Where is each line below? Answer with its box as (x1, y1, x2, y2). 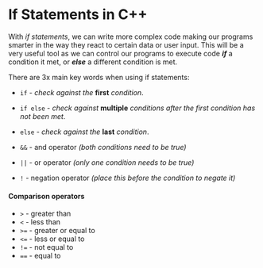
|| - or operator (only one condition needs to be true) (19, 157, 195, 167)
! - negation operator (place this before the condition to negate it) (19, 173, 236, 182)
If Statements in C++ (8, 6, 148, 24)
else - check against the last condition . (19, 127, 149, 136)
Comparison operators (8, 191, 85, 201)
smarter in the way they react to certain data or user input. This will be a (8, 40, 244, 49)
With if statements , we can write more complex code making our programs (8, 32, 253, 41)
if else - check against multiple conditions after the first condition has (19, 103, 256, 113)
